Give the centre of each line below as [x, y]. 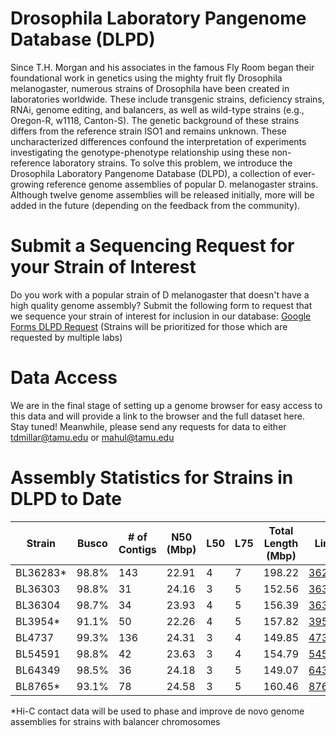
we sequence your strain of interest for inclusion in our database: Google [161, 316]
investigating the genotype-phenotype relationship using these [140, 152]
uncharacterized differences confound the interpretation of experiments [158, 141]
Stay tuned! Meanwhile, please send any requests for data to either [148, 426]
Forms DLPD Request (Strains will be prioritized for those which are [149, 326]
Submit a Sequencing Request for [152, 246]
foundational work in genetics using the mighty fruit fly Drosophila [146, 78]
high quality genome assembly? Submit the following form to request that [161, 305]
